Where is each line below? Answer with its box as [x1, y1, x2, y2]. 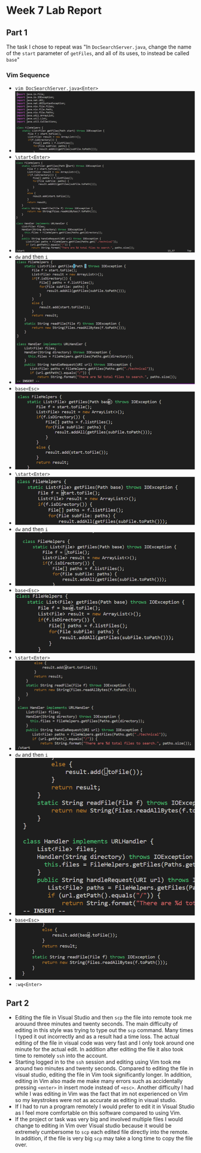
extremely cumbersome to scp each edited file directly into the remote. [14, 1128, 190, 1136]
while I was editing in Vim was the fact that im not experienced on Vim [14, 1090, 188, 1097]
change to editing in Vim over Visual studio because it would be [14, 1122, 172, 1129]
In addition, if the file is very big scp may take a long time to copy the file [14, 1135, 193, 1142]
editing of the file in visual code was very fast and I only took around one [14, 1039, 194, 1046]
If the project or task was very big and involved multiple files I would [14, 1116, 183, 1123]
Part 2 [6, 998, 29, 1008]
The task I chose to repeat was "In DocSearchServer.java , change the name [6, 43, 191, 50]
